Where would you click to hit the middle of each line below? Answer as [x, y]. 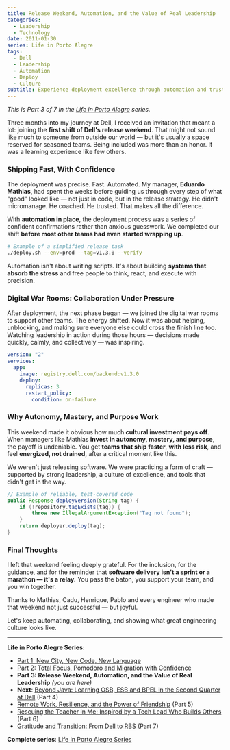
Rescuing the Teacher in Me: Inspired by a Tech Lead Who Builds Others [119, 712]
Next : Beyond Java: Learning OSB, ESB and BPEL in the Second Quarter [119, 690]
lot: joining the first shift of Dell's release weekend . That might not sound [111, 130]
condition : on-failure [64, 399]
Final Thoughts [33, 550]
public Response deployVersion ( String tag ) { [73, 501]
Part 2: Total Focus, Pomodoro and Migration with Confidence [104, 668]
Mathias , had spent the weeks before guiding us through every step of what [115, 192]
